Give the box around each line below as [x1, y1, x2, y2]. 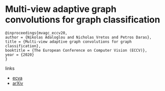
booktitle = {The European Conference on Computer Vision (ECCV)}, [5, 48, 148, 53]
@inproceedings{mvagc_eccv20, [5, 30, 68, 35]
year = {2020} [5, 52, 35, 57]
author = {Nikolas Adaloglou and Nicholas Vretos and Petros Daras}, [5, 35, 152, 40]
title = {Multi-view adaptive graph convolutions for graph [5, 39, 132, 44]
